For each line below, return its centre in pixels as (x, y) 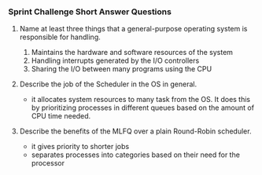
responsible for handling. (60, 37)
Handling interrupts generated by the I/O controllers (115, 60)
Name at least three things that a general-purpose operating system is (133, 29)
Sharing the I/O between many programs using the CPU (122, 69)
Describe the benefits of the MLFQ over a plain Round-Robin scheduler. (135, 131)
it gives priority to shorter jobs (80, 147)
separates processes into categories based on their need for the (135, 155)
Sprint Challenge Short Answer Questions (90, 12)
